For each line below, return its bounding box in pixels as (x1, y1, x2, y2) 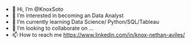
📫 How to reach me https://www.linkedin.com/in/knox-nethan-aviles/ (11, 32, 186, 38)
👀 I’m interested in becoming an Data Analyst (11, 12, 124, 19)
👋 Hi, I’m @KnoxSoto (11, 6, 64, 12)
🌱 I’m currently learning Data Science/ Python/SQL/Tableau (11, 18, 160, 25)
